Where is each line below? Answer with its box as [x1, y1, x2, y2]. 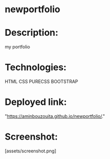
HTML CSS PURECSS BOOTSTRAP [5, 78, 78, 85]
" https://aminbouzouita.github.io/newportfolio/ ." [5, 113, 105, 119]
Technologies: [5, 62, 67, 73]
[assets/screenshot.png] [5, 148, 57, 154]
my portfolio [5, 44, 30, 50]
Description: [5, 27, 59, 39]
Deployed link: [5, 96, 67, 108]
